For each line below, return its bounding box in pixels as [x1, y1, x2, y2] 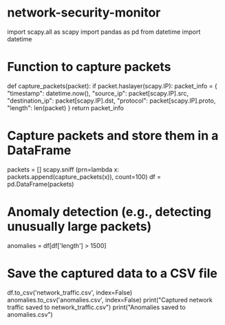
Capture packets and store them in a [7, 128, 219, 144]
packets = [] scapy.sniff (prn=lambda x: [7, 165, 119, 174]
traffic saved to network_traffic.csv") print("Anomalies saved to [7, 303, 186, 311]
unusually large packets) [7, 219, 152, 234]
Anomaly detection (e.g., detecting [7, 205, 212, 220]
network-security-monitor [7, 5, 161, 21]
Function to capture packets [7, 59, 171, 75]
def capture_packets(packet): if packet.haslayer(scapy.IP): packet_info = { [7, 81, 218, 90]
